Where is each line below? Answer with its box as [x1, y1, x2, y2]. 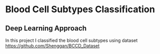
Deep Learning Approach [5, 24, 87, 33]
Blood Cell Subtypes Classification [5, 4, 155, 15]
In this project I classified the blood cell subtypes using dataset [5, 37, 138, 43]
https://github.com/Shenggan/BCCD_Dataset [5, 43, 100, 49]
